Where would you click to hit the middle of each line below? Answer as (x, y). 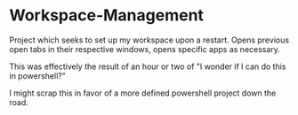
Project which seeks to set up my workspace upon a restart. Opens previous (149, 40)
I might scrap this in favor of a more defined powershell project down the (143, 93)
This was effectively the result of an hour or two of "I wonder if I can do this (148, 66)
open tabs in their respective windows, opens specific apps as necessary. (145, 49)
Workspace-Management (107, 15)
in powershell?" (38, 75)
